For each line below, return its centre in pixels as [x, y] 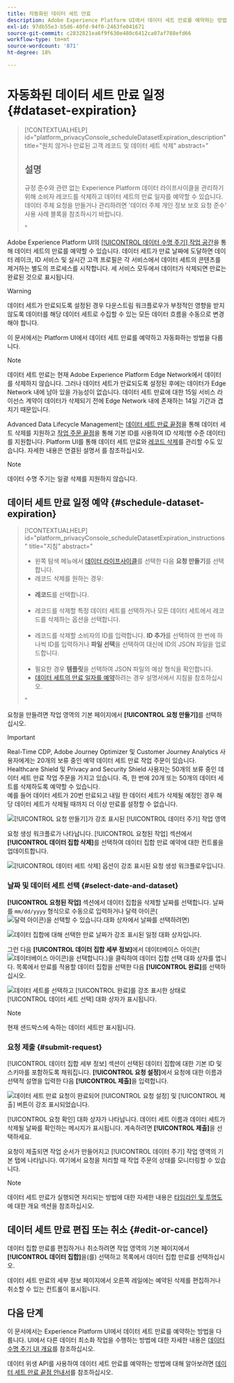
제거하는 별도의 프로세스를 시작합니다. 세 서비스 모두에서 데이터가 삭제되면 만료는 [117, 268]
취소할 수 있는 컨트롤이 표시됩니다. [54, 1289]
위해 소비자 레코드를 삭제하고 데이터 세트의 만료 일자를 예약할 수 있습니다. [124, 196]
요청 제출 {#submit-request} [55, 1047]
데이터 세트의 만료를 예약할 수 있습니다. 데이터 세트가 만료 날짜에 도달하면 [114, 251]
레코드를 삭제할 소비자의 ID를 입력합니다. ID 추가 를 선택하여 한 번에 [125, 635]
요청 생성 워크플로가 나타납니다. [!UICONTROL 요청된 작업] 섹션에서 [100, 834]
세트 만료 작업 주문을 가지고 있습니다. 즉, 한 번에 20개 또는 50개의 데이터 [118, 778]
